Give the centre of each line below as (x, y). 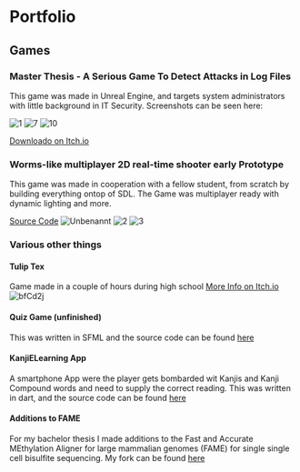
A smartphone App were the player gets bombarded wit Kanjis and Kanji (145, 378)
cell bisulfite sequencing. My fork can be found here (107, 457)
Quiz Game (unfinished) (55, 316)
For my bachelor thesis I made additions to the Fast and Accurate (131, 438)
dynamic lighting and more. (60, 204)
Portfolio (43, 17)
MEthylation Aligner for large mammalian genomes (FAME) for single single (150, 448)
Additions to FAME (45, 418)
